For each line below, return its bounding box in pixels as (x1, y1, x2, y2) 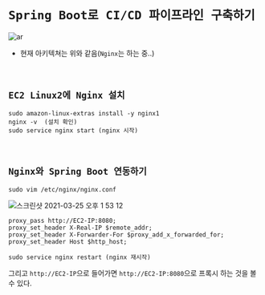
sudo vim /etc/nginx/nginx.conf (8, 185, 116, 193)
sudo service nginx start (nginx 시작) (8, 126, 139, 135)
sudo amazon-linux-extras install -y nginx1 (8, 109, 160, 117)
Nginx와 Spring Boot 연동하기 (8, 166, 147, 177)
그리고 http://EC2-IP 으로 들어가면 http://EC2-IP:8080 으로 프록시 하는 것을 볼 (8, 268, 257, 277)
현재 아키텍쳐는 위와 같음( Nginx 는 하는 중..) (19, 48, 155, 58)
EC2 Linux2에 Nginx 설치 (8, 90, 125, 101)
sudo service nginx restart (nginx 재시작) (8, 253, 151, 261)
